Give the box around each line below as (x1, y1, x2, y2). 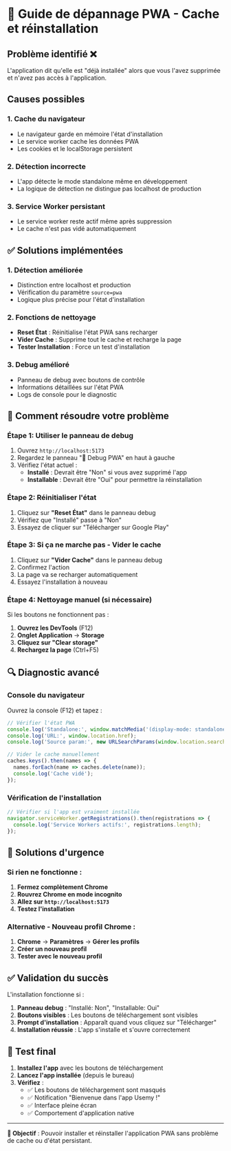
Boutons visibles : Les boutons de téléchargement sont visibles (16, 1011, 198, 1020)
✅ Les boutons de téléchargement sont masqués (27, 1086, 166, 1094)
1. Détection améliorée (7, 265, 83, 274)
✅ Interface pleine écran (27, 1101, 97, 1110)
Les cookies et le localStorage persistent (16, 144, 133, 153)
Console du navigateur (7, 690, 85, 700)
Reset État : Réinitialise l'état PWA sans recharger (16, 328, 158, 336)
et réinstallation (7, 21, 99, 36)
